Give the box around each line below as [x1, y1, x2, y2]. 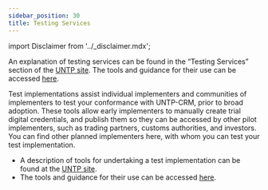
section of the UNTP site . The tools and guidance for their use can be [8, 65, 237, 74]
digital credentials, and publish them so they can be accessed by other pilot [8, 114, 257, 124]
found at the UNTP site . [19, 164, 97, 173]
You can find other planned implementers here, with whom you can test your [8, 131, 260, 141]
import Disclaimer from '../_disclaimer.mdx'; [8, 41, 151, 50]
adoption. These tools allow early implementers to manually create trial [8, 105, 242, 116]
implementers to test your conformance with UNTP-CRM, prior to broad [8, 97, 243, 107]
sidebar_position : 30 [8, 11, 81, 20]
